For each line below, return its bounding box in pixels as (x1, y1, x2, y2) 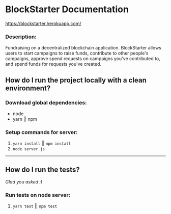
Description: (5, 33, 37, 40)
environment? (5, 84, 51, 92)
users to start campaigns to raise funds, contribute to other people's (5, 50, 149, 57)
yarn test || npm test (12, 203, 58, 209)
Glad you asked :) (5, 179, 43, 185)
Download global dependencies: (5, 99, 88, 106)
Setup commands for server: (5, 128, 78, 136)
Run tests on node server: (5, 191, 71, 198)
